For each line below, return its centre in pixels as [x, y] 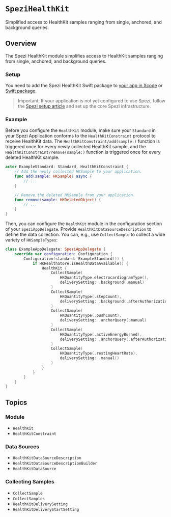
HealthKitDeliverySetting [40, 504]
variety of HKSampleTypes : [31, 240]
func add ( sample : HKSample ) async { [53, 176]
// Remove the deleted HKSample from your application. [75, 195]
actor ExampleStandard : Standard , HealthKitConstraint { [67, 167]
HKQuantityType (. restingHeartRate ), [99, 353]
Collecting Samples [30, 482]
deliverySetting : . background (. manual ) [102, 282]
